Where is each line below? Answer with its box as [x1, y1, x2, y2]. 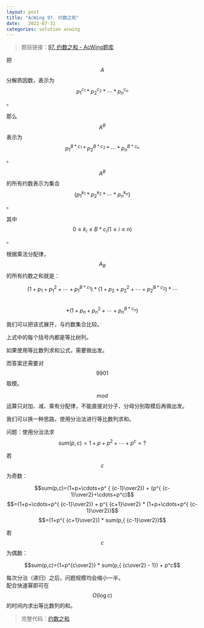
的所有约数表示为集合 [6, 180, 60, 187]
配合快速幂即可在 [6, 582, 49, 590]
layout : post [6, 9, 40, 15]
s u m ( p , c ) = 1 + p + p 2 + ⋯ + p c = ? [58, 438, 146, 447]
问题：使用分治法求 [6, 428, 55, 436]
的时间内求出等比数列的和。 [6, 602, 76, 610]
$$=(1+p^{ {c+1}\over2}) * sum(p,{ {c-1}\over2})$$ [38, 517, 166, 524]
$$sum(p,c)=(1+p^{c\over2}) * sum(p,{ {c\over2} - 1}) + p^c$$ [24, 561, 181, 569]
